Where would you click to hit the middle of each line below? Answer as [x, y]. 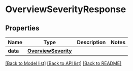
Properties [22, 28]
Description [91, 42]
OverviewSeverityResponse [66, 9]
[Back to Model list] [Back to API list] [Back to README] [63, 63]
